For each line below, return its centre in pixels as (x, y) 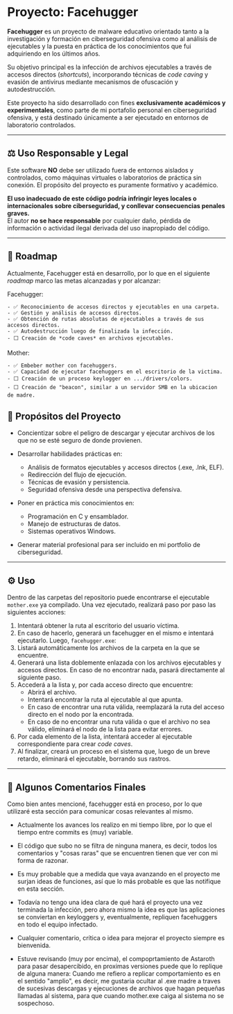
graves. (18, 213)
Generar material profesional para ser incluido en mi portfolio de (109, 545)
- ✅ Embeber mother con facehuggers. (62, 365)
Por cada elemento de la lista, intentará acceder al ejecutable (105, 737)
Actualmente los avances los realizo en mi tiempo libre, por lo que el (115, 825)
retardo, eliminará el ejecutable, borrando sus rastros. (94, 759)
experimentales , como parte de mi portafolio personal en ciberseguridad (112, 110)
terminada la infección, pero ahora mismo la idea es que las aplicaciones (121, 910)
